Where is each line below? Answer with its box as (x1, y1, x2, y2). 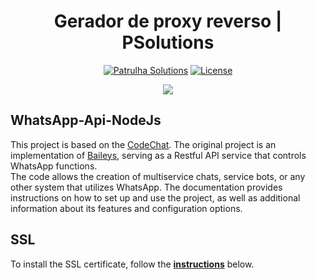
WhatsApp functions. (10, 160, 98, 172)
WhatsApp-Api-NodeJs (10, 112, 162, 129)
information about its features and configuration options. (10, 202, 243, 214)
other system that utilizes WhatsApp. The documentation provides (10, 181, 283, 193)
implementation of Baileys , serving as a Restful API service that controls (10, 149, 307, 161)
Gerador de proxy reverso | (53, 10, 283, 33)
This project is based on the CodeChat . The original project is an (10, 138, 277, 150)
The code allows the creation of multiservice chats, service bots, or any (10, 170, 306, 182)
